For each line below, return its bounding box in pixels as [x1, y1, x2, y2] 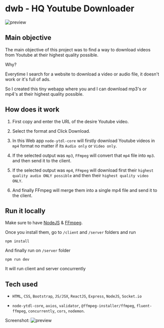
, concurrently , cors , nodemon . [25, 308, 85, 314]
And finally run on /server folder [5, 248, 71, 254]
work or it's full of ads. [5, 76, 51, 82]
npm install [5, 239, 29, 244]
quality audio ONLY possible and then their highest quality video [12, 172, 149, 178]
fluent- [137, 304, 152, 309]
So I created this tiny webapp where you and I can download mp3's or [5, 86, 147, 92]
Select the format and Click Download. [12, 128, 90, 134]
